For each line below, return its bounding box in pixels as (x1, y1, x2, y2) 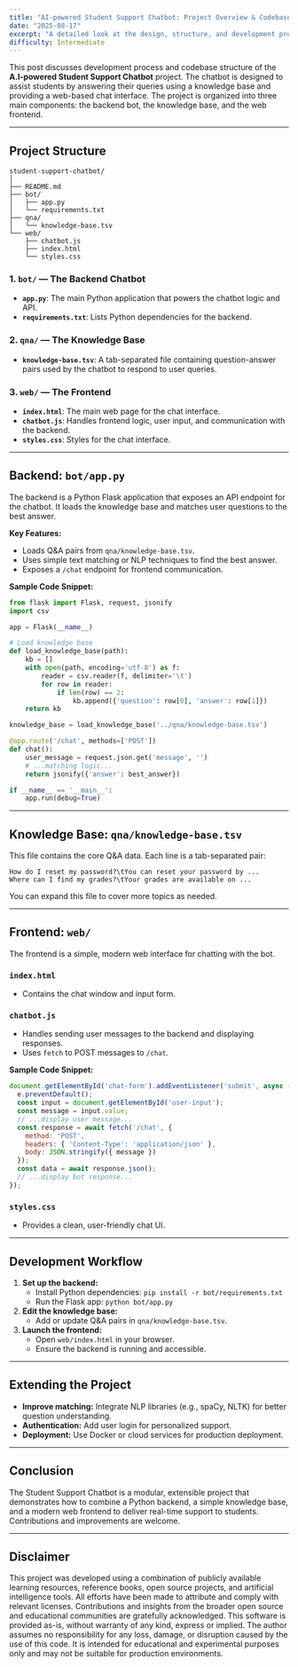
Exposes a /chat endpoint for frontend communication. (21, 564, 223, 574)
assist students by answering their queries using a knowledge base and (9, 81, 271, 91)
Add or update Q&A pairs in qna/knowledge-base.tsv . (35, 1315, 228, 1325)
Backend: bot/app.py (9, 468, 126, 484)
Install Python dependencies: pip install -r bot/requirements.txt (35, 1286, 283, 1297)
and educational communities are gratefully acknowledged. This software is (9, 1610, 286, 1621)
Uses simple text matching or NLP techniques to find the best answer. (21, 554, 278, 565)
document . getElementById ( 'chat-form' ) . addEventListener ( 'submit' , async (9, 1082, 284, 1091)
